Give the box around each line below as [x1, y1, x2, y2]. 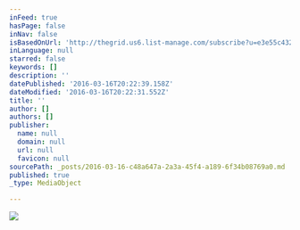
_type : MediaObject [9, 179, 82, 188]
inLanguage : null [9, 46, 74, 55]
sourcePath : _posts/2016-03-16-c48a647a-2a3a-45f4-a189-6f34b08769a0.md [9, 162, 286, 171]
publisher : [9, 121, 50, 130]
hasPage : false [9, 21, 66, 30]
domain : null [17, 137, 66, 146]
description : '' [9, 71, 70, 80]
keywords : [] [9, 63, 58, 72]
